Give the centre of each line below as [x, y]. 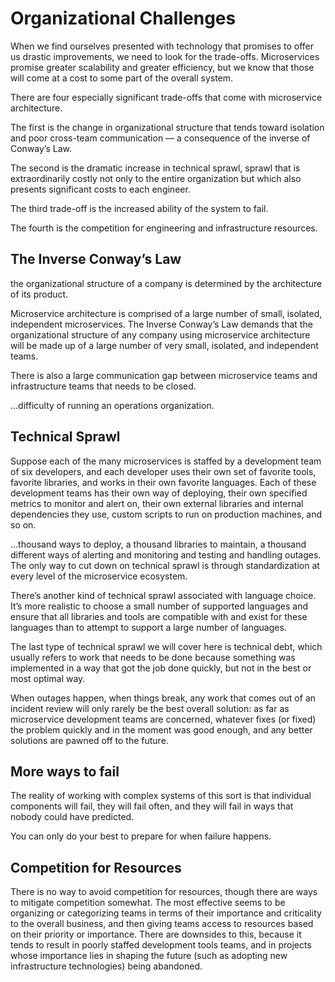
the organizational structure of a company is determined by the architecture [166, 283]
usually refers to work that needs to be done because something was [153, 657]
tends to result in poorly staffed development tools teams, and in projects [161, 945]
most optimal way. [48, 678]
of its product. [39, 294]
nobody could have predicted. [72, 817]
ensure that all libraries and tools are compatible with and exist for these [159, 616]
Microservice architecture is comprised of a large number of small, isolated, [166, 313]
